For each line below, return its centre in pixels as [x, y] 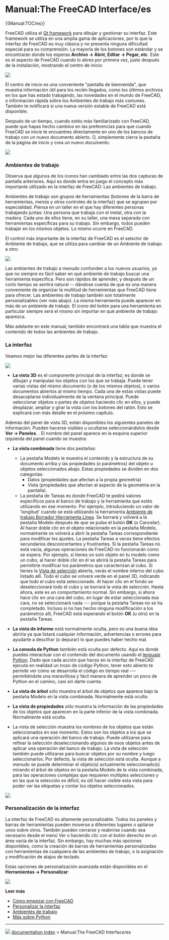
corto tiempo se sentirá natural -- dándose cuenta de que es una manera [81, 285]
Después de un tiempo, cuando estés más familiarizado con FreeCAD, [78, 121]
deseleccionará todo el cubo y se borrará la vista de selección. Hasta [92, 587]
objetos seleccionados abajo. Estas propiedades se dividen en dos [89, 469]
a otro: [12, 249]
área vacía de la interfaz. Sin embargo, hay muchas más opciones [73, 841]
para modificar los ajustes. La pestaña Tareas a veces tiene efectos [90, 538]
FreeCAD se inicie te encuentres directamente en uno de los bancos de [79, 132]
